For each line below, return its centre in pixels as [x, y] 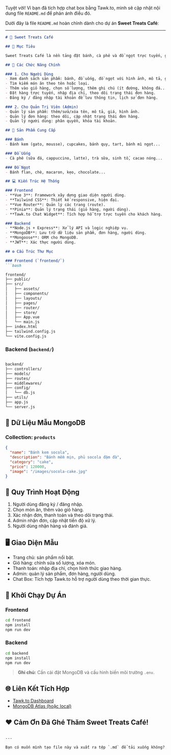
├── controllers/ [24, 369]
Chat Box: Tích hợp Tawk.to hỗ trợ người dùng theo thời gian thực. [82, 579]
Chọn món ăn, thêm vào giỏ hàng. [48, 510]
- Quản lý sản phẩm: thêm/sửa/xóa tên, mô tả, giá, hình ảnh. [73, 112]
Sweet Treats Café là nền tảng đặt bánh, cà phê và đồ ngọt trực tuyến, [84, 56]
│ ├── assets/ [22, 289]
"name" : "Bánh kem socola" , [40, 453]
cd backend [17, 653]
